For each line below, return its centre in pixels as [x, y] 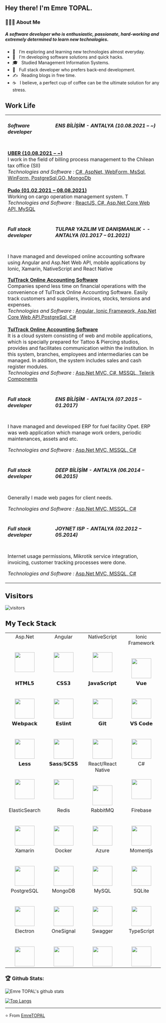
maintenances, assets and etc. [43, 439]
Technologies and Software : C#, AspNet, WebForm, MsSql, [77, 172]
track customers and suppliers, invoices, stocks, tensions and [79, 298]
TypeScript [141, 931]
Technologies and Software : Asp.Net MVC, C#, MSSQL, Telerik [81, 373]
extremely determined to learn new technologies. [57, 39]
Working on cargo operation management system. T [68, 197]
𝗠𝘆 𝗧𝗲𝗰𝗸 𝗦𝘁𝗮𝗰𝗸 [31, 623]
